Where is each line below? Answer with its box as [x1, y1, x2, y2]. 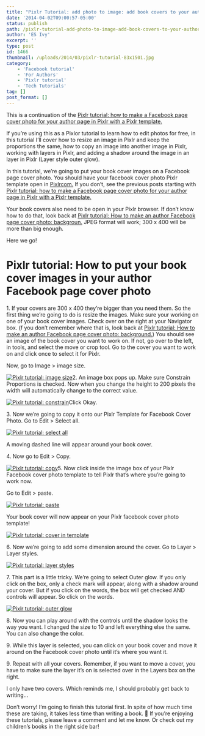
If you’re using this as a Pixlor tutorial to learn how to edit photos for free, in [6, 129, 196, 137]
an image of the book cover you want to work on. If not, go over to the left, [6, 337, 193, 344]
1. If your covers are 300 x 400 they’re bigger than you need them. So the [6, 304, 191, 312]
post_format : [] [6, 94, 48, 100]
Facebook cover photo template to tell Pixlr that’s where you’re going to [6, 471, 186, 478]
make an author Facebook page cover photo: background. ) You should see [6, 330, 195, 337]
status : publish [6, 20, 48, 26]
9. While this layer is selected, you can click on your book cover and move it [6, 641, 197, 649]
